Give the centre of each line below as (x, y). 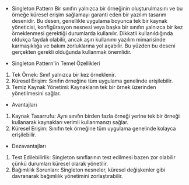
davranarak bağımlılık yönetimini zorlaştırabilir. (67, 176)
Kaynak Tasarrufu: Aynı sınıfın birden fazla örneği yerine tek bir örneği (96, 116)
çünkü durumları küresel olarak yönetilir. (60, 164)
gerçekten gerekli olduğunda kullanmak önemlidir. (71, 52)
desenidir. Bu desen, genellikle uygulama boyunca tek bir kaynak (90, 21)
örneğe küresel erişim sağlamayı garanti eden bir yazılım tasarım (89, 15)
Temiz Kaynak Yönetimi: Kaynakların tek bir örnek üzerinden (84, 87)
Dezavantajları (29, 146)
